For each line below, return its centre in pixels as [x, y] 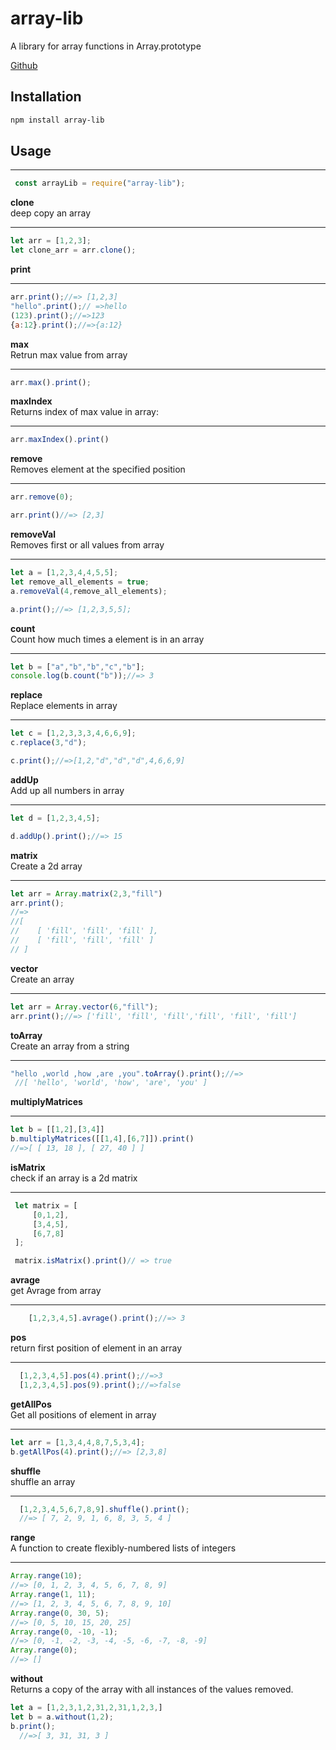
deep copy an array [51, 213]
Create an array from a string [70, 1046]
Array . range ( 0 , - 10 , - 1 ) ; [64, 1632]
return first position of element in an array [96, 1348]
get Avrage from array [56, 1291]
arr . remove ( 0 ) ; [42, 497]
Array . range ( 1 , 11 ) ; [53, 1595]
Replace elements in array [64, 706]
